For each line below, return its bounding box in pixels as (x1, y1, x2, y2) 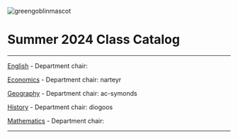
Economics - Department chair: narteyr (7, 75, 122, 84)
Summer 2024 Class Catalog (7, 32, 181, 48)
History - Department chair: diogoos (7, 103, 113, 111)
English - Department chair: (7, 61, 89, 70)
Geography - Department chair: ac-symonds (7, 89, 137, 97)
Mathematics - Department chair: (7, 116, 105, 125)
